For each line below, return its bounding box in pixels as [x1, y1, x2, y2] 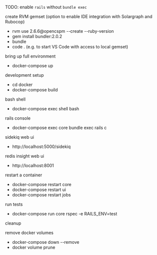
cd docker [12, 82, 33, 87]
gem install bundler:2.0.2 [12, 34, 62, 39]
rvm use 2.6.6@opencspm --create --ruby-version [12, 28, 114, 34]
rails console [5, 115, 31, 121]
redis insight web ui [5, 153, 44, 159]
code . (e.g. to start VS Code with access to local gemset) [12, 44, 128, 49]
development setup [5, 72, 44, 78]
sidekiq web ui [5, 134, 34, 140]
